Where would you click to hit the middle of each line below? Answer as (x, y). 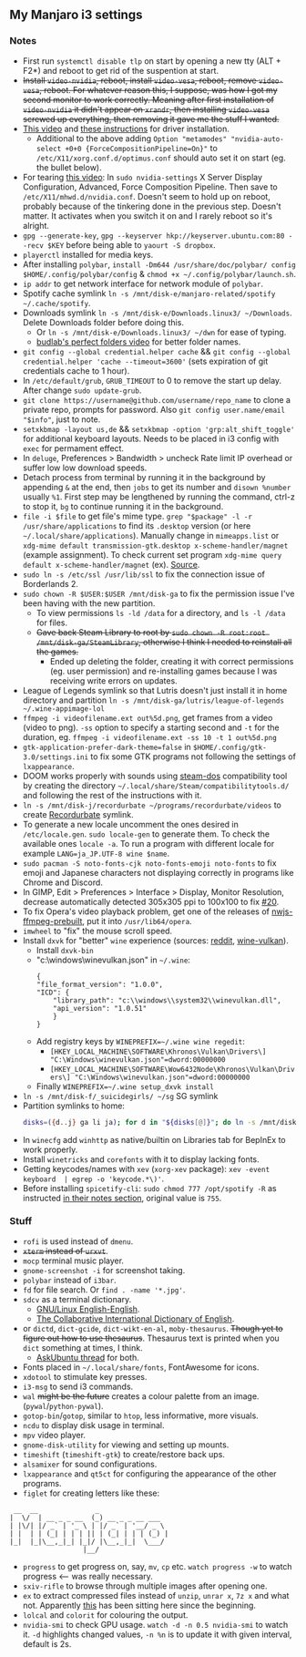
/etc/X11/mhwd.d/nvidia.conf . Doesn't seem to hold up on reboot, (146, 196)
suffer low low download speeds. (85, 468)
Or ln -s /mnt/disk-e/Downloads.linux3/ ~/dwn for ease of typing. (161, 332)
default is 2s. (47, 1643)
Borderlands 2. (51, 583)
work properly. (50, 1149)
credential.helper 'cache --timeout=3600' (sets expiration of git (145, 361)
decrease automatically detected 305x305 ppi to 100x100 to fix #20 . (151, 901)
